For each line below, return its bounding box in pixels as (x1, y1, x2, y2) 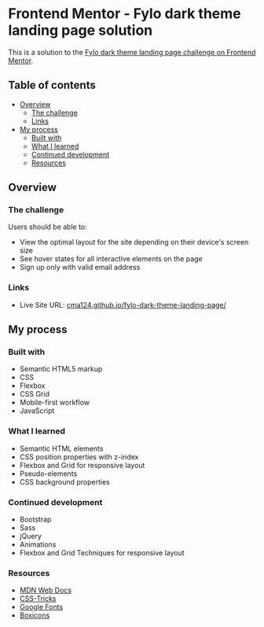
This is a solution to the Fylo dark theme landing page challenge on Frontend (8, 47, 256, 57)
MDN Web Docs (19, 585, 72, 595)
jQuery (19, 532, 42, 541)
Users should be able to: (8, 222, 88, 232)
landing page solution (8, 21, 153, 39)
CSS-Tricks (19, 594, 57, 603)
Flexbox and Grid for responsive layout (19, 460, 145, 470)
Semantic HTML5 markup (19, 364, 103, 374)
